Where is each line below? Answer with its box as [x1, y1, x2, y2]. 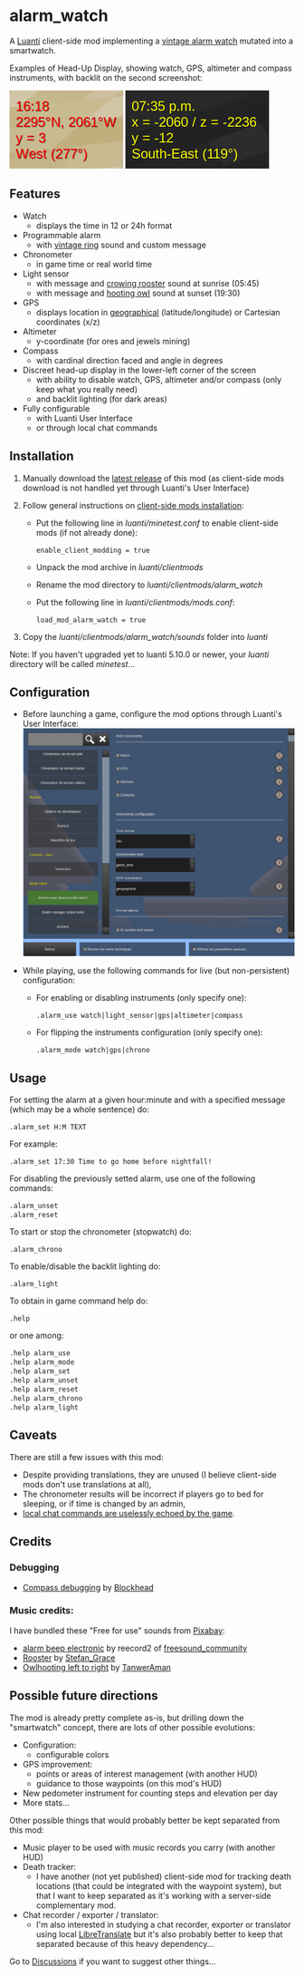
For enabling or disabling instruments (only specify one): [35, 993, 247, 1003]
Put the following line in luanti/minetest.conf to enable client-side [35, 518, 279, 528]
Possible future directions [9, 1688, 158, 1704]
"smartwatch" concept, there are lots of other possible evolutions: [9, 1721, 256, 1732]
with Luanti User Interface [35, 412, 133, 423]
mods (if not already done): [35, 527, 138, 538]
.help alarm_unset [9, 1376, 79, 1385]
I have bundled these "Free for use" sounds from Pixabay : [9, 1624, 225, 1636]
